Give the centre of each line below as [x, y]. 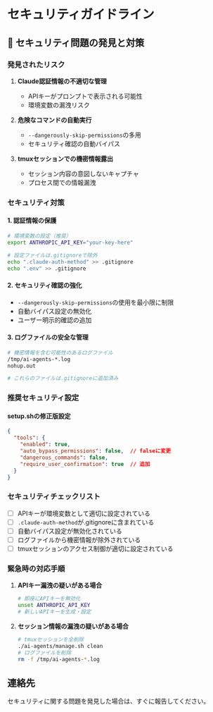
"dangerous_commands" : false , [64, 458]
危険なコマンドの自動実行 [54, 120]
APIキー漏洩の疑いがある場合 [60, 585]
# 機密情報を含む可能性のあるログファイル [60, 352]
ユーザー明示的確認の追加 [54, 320]
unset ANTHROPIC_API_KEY [54, 606]
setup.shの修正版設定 [39, 416]
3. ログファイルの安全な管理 [48, 337]
